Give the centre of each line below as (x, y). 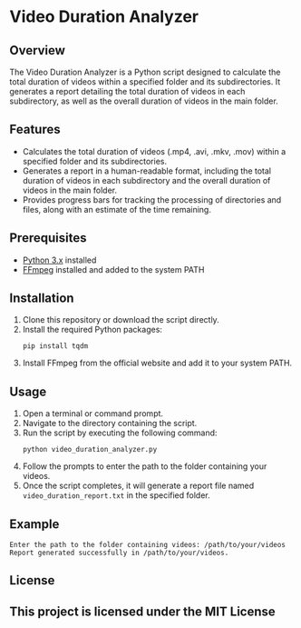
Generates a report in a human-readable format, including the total (147, 171)
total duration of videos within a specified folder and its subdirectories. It (145, 82)
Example (34, 524)
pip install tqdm (55, 346)
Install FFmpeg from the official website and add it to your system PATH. (157, 363)
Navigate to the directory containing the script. (110, 424)
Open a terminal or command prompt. (93, 414)
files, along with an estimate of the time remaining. (117, 209)
